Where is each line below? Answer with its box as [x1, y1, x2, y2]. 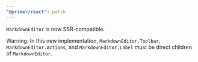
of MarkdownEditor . [6, 49, 52, 57]
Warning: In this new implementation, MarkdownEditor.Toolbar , [6, 37, 161, 44]
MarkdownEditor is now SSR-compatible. [6, 25, 105, 33]
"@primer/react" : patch [6, 8, 66, 15]
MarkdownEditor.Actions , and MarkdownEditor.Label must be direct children [6, 43, 193, 51]
